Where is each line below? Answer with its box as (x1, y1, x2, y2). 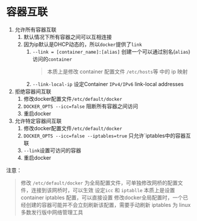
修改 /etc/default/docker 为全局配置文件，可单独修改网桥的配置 (20, 179, 178, 186)
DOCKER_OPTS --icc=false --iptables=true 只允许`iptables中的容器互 (23, 132, 191, 139)
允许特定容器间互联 (14, 117, 62, 124)
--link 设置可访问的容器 (23, 147, 82, 154)
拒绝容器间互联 (14, 88, 51, 95)
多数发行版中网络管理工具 (20, 209, 83, 216)
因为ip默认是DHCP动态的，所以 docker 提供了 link (23, 41, 142, 48)
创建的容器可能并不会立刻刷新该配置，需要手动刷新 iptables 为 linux (25, 201, 191, 208)
